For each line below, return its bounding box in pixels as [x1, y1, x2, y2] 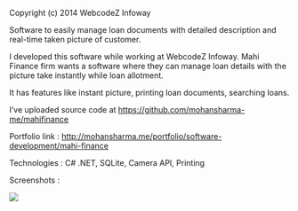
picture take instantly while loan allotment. [9, 70, 165, 81]
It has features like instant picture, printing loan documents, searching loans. [9, 88, 290, 98]
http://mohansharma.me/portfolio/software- [60, 131, 222, 141]
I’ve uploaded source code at [9, 105, 117, 114]
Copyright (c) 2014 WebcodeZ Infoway [9, 8, 151, 18]
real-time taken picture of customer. [9, 35, 141, 44]
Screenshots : [9, 175, 60, 185]
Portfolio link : [9, 131, 60, 141]
